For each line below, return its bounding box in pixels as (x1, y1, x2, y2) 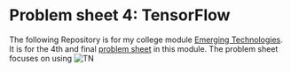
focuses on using (9, 53, 73, 63)
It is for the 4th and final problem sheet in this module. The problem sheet (9, 43, 279, 54)
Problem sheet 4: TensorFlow (9, 5, 231, 25)
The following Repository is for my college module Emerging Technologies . (9, 34, 284, 45)
